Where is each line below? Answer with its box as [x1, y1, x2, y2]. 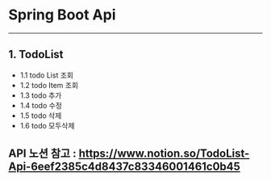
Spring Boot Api [8, 6, 116, 24]
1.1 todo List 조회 [19, 70, 74, 80]
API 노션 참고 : [8, 147, 77, 161]
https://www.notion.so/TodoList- [78, 147, 250, 161]
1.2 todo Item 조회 [19, 80, 79, 90]
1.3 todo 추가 [19, 90, 62, 100]
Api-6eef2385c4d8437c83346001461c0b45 [8, 160, 240, 174]
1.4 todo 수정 [19, 100, 63, 110]
